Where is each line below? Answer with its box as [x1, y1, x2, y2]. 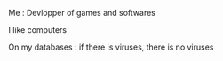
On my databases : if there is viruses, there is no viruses [8, 42, 214, 52]
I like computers [8, 25, 68, 34]
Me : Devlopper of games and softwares [8, 8, 156, 18]
